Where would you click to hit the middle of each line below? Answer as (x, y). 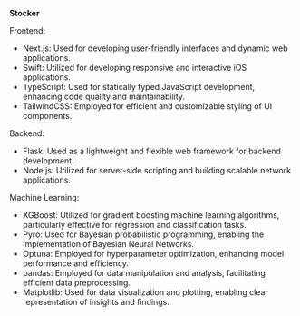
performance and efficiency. (76, 263)
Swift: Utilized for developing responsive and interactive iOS (135, 68)
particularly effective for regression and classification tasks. (134, 225)
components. (47, 116)
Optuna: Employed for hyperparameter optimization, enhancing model (153, 254)
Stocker (24, 13)
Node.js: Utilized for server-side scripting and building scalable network (157, 170)
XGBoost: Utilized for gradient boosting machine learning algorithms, (151, 215)
